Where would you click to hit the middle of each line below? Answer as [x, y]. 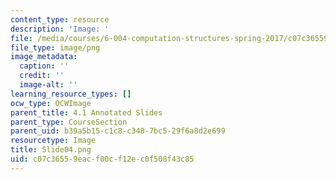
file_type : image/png [55, 47]
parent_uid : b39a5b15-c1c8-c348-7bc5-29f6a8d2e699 [118, 131]
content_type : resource [60, 19]
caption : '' [44, 66]
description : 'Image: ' [60, 29]
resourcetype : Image [53, 141]
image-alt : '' [48, 85]
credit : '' [42, 76]
